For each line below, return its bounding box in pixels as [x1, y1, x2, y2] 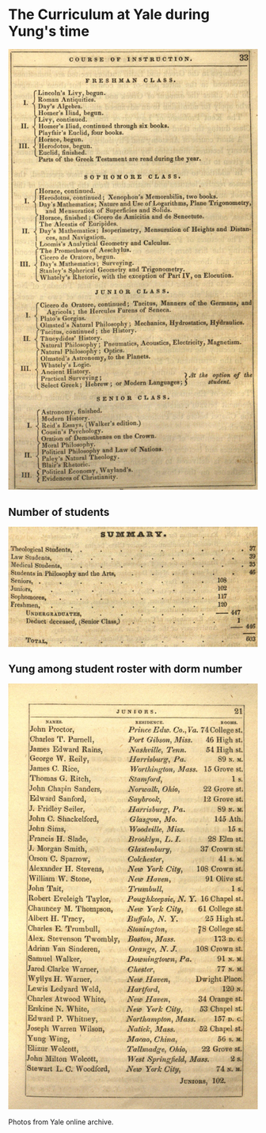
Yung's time [8, 22, 89, 40]
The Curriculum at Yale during [8, 6, 210, 24]
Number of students [8, 505, 110, 519]
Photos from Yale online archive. [8, 1117, 114, 1127]
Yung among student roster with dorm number [8, 662, 243, 676]
